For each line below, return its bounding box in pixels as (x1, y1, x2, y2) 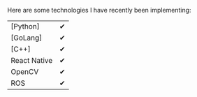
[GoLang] (10, 33, 43, 43)
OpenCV (10, 67, 39, 76)
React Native (10, 56, 53, 65)
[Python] (10, 22, 40, 31)
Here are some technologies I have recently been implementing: (7, 6, 191, 14)
